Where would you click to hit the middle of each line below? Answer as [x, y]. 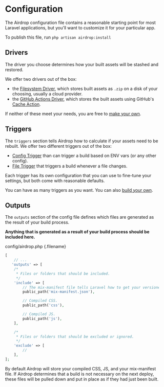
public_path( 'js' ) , [42, 319]
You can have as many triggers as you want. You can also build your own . [79, 190]
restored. [14, 69]
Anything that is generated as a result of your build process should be [77, 232]
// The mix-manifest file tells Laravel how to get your [82, 287]
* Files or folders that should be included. [63, 273]
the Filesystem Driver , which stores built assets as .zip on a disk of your [85, 89]
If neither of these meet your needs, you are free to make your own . [73, 114]
